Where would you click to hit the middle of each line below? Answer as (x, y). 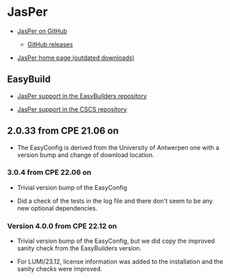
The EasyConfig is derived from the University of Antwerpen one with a (118, 147)
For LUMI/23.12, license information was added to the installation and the (120, 261)
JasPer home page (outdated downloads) (76, 57)
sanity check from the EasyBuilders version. (79, 248)
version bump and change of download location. (85, 155)
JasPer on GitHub (42, 31)
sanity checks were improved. (60, 269)
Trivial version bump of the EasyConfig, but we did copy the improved (116, 241)
